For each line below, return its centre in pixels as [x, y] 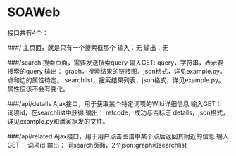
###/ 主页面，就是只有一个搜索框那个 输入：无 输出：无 [88, 47]
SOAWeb [34, 12]
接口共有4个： [28, 32]
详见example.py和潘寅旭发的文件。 [58, 121]
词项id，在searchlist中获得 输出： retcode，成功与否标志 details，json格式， [118, 112]
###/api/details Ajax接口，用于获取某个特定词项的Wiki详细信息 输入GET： [114, 103]
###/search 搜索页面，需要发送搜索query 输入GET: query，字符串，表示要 [116, 62]
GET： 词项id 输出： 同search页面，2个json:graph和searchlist [97, 145]
